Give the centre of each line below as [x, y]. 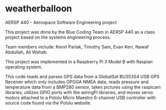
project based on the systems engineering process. [58, 37]
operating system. [24, 67]
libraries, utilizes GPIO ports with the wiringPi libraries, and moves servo [79, 92]
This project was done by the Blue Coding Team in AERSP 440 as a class [80, 32]
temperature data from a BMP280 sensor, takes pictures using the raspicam [83, 87]
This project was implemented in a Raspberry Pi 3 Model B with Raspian [79, 61]
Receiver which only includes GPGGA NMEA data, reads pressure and [77, 82]
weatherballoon [39, 9]
